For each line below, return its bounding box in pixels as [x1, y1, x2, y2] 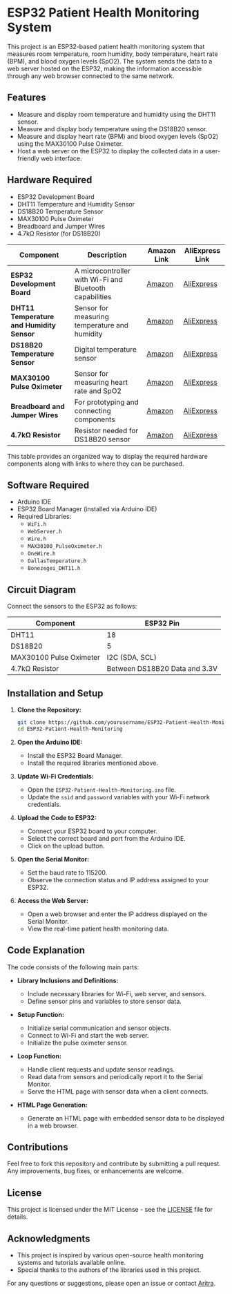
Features [7, 92, 46, 104]
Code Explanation [7, 944, 85, 956]
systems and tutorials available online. [17, 1259, 126, 1266]
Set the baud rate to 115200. [27, 868, 108, 877]
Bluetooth [74, 283, 106, 293]
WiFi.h [27, 521, 47, 528]
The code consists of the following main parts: [7, 962, 139, 971]
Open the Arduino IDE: [17, 738, 83, 746]
